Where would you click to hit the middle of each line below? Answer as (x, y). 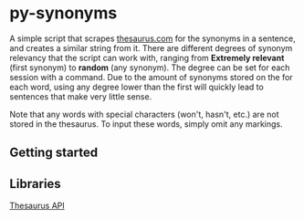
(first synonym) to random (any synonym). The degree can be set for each (150, 68)
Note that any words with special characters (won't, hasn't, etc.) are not (145, 114)
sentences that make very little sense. (81, 96)
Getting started (54, 153)
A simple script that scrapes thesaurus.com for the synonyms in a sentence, (152, 38)
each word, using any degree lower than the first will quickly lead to (137, 87)
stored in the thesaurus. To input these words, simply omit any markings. (146, 124)
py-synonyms (63, 13)
